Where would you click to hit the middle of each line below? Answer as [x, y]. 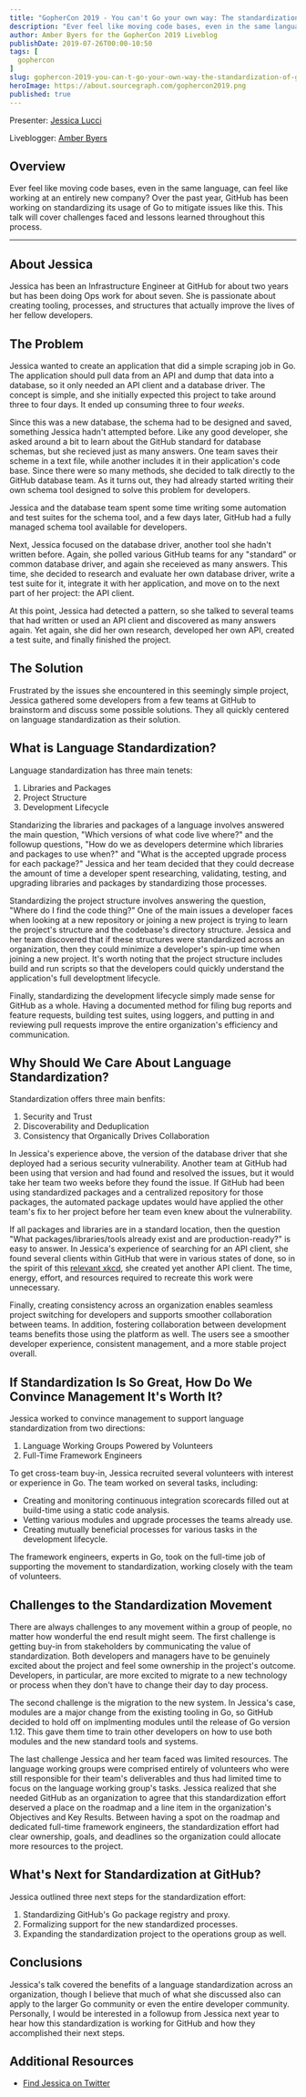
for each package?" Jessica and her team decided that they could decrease [152, 863]
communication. [40, 1034]
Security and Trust [57, 1116]
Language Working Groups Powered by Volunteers [118, 1446]
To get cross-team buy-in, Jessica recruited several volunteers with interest [152, 1474]
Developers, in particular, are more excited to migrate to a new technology [148, 1675]
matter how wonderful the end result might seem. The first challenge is [143, 1636]
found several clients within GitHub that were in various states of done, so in [153, 1259]
